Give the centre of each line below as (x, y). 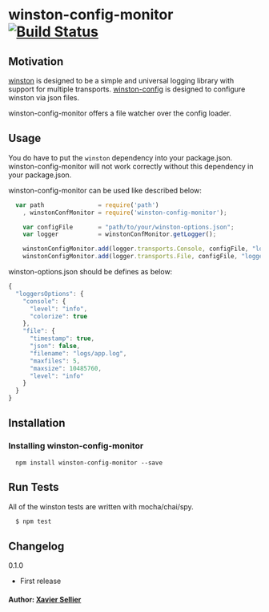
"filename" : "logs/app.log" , (78, 353)
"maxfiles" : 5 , (55, 361)
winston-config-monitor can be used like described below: (105, 190)
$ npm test (34, 521)
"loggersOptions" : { (50, 294)
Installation (37, 423)
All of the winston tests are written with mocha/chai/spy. (101, 506)
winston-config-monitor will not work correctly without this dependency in (131, 166)
